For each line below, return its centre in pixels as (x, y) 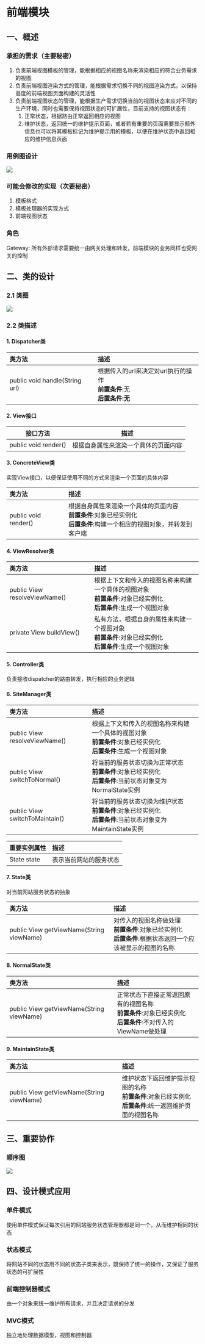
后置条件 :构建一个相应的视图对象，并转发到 (130, 524)
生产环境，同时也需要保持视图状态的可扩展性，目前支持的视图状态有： (103, 108)
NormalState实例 (116, 789)
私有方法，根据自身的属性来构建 (140, 619)
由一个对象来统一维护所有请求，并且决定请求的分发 (70, 1304)
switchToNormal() (35, 780)
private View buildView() (45, 633)
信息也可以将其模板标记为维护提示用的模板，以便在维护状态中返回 (107, 131)
